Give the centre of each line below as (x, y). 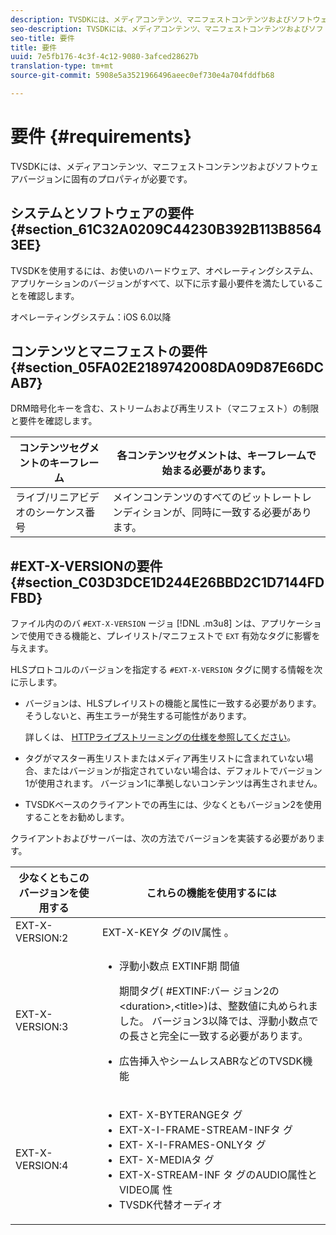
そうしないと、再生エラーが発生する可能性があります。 (138, 716)
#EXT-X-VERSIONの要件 (86, 566)
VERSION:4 (42, 1166)
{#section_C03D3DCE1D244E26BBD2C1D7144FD (167, 582)
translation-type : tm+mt (62, 66)
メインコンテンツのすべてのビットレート (207, 498)
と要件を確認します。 (54, 421)
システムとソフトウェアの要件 (102, 213)
